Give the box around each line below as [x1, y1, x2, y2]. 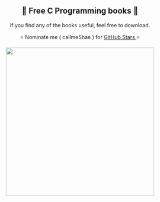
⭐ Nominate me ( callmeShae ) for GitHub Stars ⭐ [20, 33, 140, 40]
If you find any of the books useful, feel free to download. [9, 21, 151, 28]
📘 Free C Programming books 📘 [21, 6, 139, 16]
